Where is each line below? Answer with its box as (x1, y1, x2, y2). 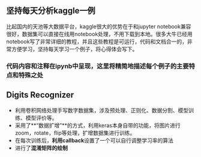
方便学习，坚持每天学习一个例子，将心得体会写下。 (11, 45, 138, 52)
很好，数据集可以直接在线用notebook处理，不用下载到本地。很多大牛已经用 (6, 30, 193, 37)
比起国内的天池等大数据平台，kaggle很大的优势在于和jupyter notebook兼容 (6, 23, 191, 30)
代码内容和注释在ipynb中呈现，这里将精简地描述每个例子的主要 (6, 62, 189, 70)
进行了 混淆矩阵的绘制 (14, 144, 68, 152)
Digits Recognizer (6, 90, 74, 100)
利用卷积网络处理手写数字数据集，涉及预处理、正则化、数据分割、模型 (14, 106, 189, 114)
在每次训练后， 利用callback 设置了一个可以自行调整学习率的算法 (14, 137, 174, 144)
